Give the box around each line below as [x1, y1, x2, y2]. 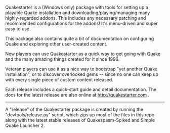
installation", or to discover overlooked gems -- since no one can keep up [5, 71, 158, 77]
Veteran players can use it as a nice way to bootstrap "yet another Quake [5, 66, 158, 72]
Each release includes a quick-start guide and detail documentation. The [5, 86, 157, 93]
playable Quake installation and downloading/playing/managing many [5, 10, 150, 16]
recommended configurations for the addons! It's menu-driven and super [5, 20, 158, 26]
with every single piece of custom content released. [5, 77, 114, 82]
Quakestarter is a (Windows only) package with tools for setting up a [5, 5, 148, 10]
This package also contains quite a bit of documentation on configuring [5, 35, 154, 41]
